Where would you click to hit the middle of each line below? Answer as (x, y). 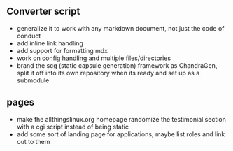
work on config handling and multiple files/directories (94, 58)
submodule (33, 80)
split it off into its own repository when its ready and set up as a (108, 73)
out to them (33, 141)
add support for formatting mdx (62, 50)
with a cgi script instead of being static (72, 127)
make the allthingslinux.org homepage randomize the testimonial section (121, 119)
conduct (29, 36)
